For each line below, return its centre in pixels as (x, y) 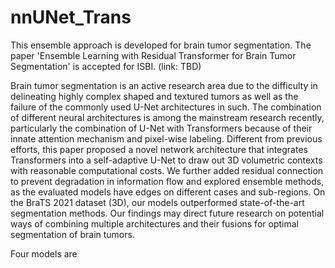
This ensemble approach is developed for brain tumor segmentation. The (161, 45)
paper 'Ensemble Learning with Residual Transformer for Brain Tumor (153, 55)
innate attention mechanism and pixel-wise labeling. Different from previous (166, 138)
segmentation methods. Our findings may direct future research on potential (167, 213)
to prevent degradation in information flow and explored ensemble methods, (167, 181)
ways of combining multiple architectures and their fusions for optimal (154, 223)
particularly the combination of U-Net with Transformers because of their (161, 128)
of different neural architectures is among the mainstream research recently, (167, 117)
